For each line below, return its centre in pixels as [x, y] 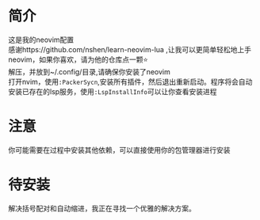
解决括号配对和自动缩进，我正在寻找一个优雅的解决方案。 [102, 208]
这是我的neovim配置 [41, 40]
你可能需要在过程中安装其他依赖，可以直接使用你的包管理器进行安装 [119, 150]
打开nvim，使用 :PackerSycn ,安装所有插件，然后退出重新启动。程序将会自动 [130, 82]
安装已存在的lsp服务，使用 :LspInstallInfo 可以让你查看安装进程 [113, 91]
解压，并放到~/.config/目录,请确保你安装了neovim [89, 71]
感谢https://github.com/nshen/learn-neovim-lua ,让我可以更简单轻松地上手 [130, 49]
